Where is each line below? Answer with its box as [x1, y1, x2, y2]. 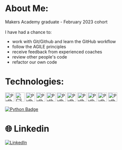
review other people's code [12, 54, 67, 60]
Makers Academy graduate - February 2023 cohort [5, 19, 108, 25]
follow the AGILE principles [12, 44, 67, 49]
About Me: [5, 3, 49, 14]
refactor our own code [12, 59, 57, 65]
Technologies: [5, 76, 64, 87]
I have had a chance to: [5, 29, 52, 35]
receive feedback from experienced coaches [12, 49, 103, 55]
